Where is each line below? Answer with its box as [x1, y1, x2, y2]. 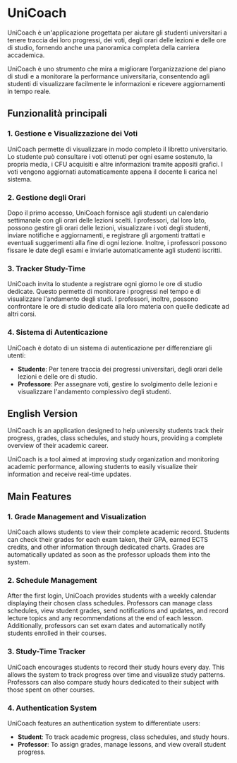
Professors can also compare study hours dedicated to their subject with [7, 678, 219, 686]
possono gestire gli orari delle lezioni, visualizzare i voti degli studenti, [7, 223, 211, 232]
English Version [7, 408, 78, 420]
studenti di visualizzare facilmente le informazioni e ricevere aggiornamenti [7, 79, 226, 88]
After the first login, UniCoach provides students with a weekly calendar [7, 591, 217, 600]
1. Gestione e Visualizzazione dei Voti [7, 129, 138, 138]
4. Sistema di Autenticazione [7, 327, 108, 337]
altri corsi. [7, 309, 37, 319]
